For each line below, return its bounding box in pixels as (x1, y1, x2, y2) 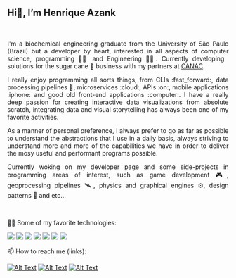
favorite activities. (7, 113, 59, 121)
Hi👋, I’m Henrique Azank (7, 7, 117, 19)
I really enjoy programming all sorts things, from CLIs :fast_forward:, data (7, 75, 229, 84)
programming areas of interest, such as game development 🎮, (7, 170, 229, 179)
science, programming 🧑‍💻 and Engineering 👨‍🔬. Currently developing (7, 54, 225, 63)
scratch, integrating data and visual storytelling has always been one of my (7, 105, 229, 113)
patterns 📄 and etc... (7, 191, 67, 199)
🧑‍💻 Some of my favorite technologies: (7, 218, 117, 227)
